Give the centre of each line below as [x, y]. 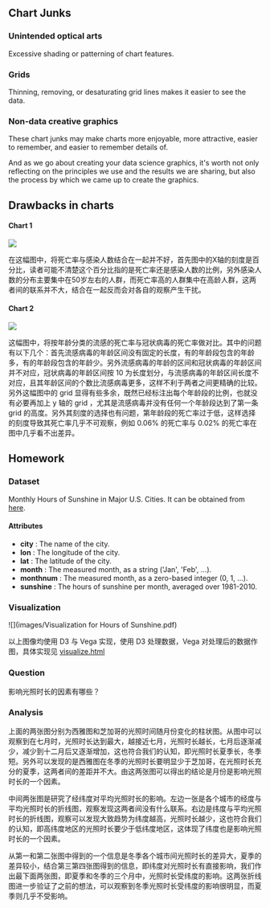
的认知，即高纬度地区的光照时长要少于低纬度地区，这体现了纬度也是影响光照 [135, 828]
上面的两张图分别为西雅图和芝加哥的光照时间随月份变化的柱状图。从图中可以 [135, 731]
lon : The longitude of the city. [70, 552]
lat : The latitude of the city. [65, 561]
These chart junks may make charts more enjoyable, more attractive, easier [133, 139]
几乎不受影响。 [47, 896]
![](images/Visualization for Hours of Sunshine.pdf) [93, 625]
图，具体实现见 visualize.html [57, 652]
